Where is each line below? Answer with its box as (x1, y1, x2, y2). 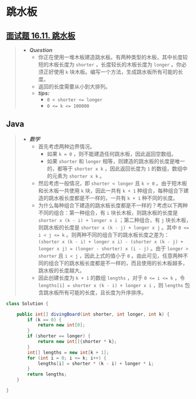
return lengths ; (27, 371, 67, 377)
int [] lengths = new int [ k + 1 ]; (27, 350, 109, 355)
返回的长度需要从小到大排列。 (38, 83, 111, 90)
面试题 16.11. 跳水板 (6, 31, 75, 41)
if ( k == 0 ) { (27, 317, 62, 322)
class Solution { (6, 301, 49, 307)
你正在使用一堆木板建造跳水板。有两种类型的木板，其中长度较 (38, 54, 188, 61)
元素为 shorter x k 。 (52, 172, 105, 179)
